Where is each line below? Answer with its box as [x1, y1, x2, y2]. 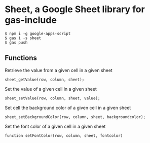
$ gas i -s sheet [5, 35, 42, 41]
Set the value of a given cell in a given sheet [5, 86, 97, 92]
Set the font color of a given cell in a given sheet [5, 123, 106, 129]
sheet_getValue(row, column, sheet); [5, 77, 85, 82]
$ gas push [5, 40, 28, 45]
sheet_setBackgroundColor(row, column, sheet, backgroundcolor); [5, 114, 145, 120]
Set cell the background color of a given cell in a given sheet [5, 104, 131, 111]
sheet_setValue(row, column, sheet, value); [5, 95, 100, 101]
